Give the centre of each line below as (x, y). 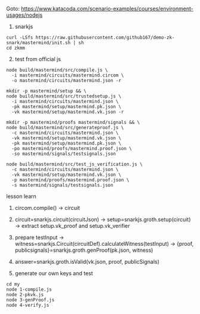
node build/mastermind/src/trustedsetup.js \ (64, 96)
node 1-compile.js (29, 289)
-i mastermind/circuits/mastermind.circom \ (68, 75)
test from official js (38, 59)
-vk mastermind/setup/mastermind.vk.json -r (68, 112)
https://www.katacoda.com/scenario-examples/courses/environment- (107, 9)
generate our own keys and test (54, 273)
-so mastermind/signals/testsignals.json (64, 154)
